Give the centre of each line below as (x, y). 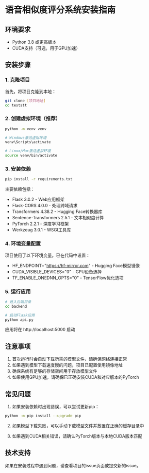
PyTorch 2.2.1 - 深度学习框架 (40, 224)
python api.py (19, 320)
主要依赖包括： (20, 189)
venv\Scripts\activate (28, 142)
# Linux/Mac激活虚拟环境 (28, 151)
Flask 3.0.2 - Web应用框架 (38, 199)
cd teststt (16, 105)
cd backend (16, 306)
